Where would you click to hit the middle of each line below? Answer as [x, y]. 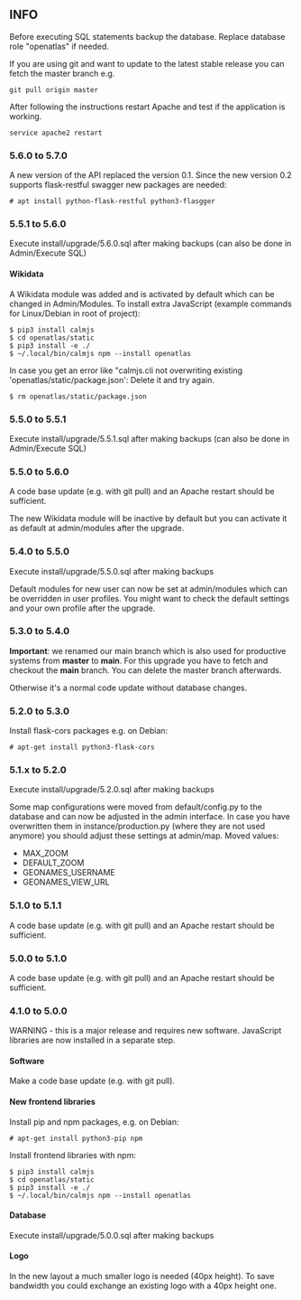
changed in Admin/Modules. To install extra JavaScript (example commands [151, 304]
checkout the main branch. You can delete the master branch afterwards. [146, 670]
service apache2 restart [56, 133]
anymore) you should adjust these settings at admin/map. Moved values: [144, 836]
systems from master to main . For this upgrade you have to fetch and [139, 660]
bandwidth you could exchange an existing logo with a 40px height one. [143, 1286]
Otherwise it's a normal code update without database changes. [128, 687]
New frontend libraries [53, 1102]
